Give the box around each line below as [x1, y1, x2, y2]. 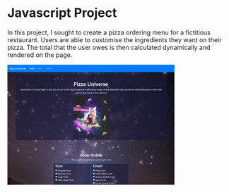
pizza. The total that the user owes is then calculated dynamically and [7, 43, 211, 51]
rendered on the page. [7, 51, 73, 59]
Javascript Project [7, 5, 117, 21]
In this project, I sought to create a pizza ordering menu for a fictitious [7, 28, 211, 37]
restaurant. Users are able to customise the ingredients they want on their [7, 35, 222, 44]
